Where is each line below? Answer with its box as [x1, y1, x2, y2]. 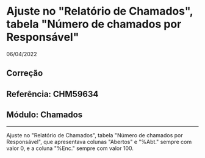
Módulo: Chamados [6, 110, 83, 120]
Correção [6, 68, 43, 79]
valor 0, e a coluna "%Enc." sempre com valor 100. [6, 145, 134, 152]
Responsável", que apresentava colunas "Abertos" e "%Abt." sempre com [6, 138, 192, 145]
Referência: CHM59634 [6, 88, 99, 99]
